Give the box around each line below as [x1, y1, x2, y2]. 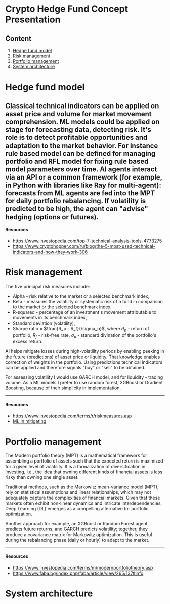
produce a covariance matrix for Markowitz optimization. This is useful [5, 531, 152, 538]
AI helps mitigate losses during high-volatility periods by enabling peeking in [5, 348, 164, 354]
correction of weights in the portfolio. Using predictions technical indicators [5, 359, 163, 365]
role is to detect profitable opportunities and [5, 133, 148, 142]
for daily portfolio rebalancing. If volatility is [5, 196, 146, 205]
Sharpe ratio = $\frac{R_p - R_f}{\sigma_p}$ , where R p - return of [12, 325, 149, 333]
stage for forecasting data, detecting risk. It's [5, 125, 152, 134]
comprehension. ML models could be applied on [5, 117, 160, 126]
